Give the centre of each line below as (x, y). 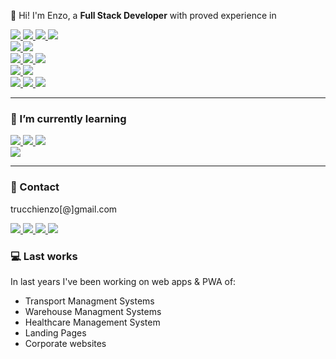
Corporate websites (65, 343)
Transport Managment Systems (89, 301)
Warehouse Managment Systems (93, 311)
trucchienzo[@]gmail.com (64, 209)
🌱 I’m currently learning (68, 118)
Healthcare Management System (92, 322)
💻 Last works (44, 256)
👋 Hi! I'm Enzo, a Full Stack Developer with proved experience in (143, 15)
